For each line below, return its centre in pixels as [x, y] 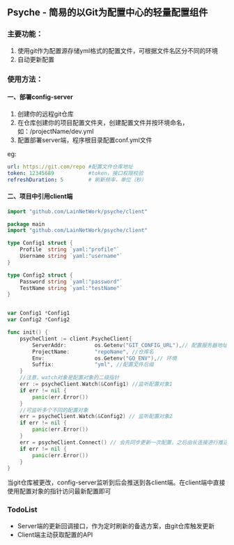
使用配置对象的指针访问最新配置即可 [59, 491]
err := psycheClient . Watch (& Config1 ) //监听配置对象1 [96, 384]
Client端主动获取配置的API [55, 535]
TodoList [22, 509]
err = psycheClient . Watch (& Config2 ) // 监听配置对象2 [96, 417]
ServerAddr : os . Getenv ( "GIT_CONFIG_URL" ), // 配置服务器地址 [130, 345]
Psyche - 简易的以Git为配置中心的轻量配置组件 [108, 13]
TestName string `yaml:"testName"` [71, 288]
